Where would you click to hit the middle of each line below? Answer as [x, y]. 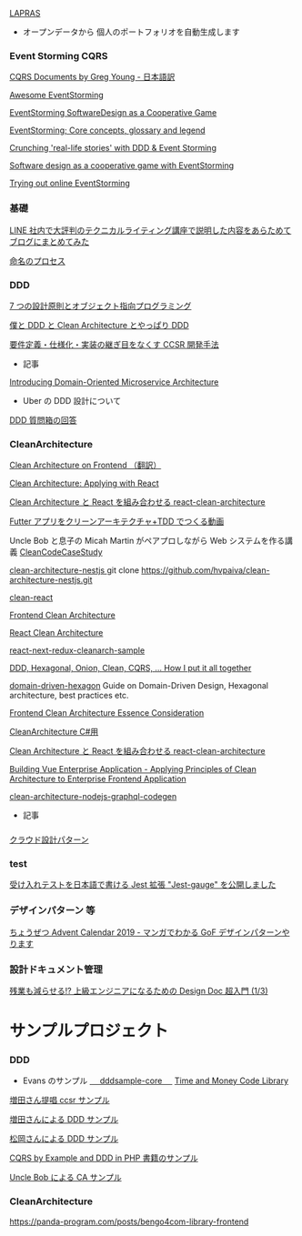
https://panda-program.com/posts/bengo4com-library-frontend [129, 1221]
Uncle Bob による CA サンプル [65, 1178]
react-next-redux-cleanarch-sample [77, 650]
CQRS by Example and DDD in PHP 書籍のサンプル [104, 1158]
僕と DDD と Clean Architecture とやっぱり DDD [99, 325]
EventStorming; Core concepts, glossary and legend [108, 130]
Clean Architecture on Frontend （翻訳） [86, 465]
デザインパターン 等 [52, 910]
